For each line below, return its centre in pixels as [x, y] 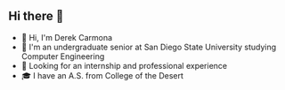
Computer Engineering [63, 56]
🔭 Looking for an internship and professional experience [124, 65]
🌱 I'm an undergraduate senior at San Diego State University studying [149, 47]
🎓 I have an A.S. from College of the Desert [102, 75]
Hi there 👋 [36, 16]
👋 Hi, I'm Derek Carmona [67, 37]
